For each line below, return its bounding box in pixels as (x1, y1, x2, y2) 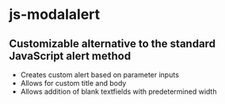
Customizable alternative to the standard (9, 37, 216, 50)
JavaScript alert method (9, 49, 132, 62)
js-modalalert (9, 6, 101, 24)
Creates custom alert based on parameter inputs (20, 70, 179, 80)
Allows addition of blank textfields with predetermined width (20, 87, 217, 96)
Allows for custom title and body (20, 79, 127, 87)
